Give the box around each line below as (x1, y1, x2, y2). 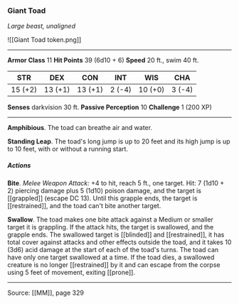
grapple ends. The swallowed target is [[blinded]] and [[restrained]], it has (7, 230, 225, 239)
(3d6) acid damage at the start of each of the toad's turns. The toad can (7, 246, 219, 254)
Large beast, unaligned (7, 22, 76, 31)
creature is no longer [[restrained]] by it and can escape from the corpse (7, 261, 221, 269)
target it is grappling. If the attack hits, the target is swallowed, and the (7, 223, 214, 232)
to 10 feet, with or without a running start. (7, 145, 129, 153)
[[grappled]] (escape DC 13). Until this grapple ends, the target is (7, 194, 198, 202)
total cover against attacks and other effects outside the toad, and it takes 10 (7, 238, 232, 246)
